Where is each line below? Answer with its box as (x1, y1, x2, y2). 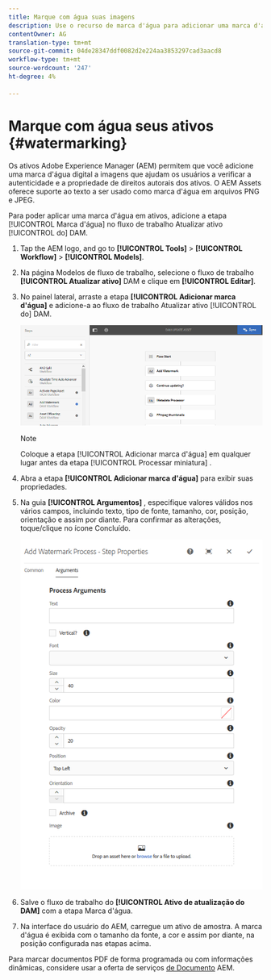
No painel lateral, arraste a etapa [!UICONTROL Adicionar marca (19, 291, 236, 302)
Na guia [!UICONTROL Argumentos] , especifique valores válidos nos (19, 498, 253, 507)
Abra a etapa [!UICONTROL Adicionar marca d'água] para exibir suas (19, 473, 254, 483)
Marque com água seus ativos (8, 117, 214, 135)
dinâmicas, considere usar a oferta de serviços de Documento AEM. (8, 963, 236, 973)
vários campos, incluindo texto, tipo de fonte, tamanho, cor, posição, (19, 507, 248, 516)
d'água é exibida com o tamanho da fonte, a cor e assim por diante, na (19, 930, 255, 940)
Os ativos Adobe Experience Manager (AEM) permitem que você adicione (8, 161, 254, 170)
